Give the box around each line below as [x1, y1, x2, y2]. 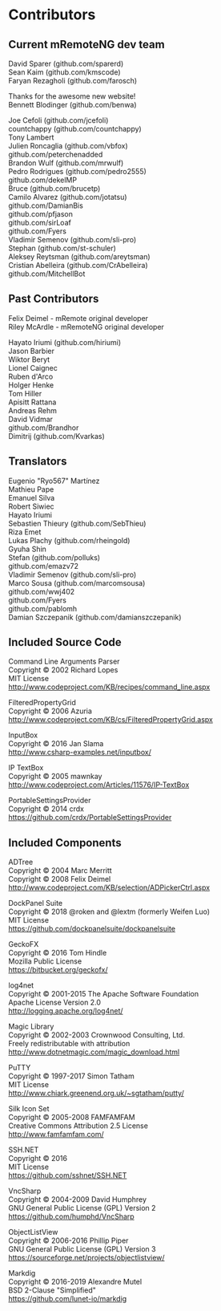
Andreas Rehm [8, 405, 58, 415]
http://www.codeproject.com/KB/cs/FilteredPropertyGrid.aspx [8, 715, 214, 724]
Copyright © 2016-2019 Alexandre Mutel [8, 1277, 143, 1287]
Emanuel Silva [8, 493, 55, 502]
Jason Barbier [8, 346, 54, 355]
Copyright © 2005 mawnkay [8, 772, 102, 781]
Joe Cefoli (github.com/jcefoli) [8, 116, 109, 125]
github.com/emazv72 [8, 561, 78, 570]
